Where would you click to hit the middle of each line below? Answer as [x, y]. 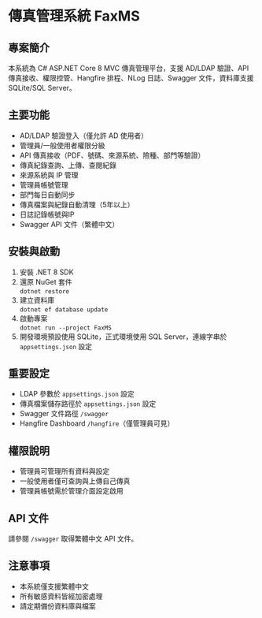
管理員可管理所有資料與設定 [65, 471]
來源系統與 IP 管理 [49, 175]
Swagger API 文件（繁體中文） [69, 224]
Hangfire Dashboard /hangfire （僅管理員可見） [97, 423]
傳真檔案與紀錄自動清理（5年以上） [77, 204]
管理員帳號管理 [44, 184]
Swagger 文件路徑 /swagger [64, 414]
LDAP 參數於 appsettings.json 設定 [77, 394]
